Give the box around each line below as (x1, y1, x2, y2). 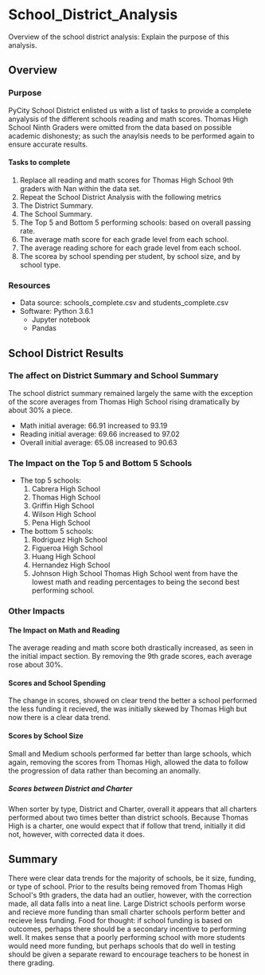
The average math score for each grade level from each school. (19, 234, 229, 244)
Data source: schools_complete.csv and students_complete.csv (19, 298, 229, 307)
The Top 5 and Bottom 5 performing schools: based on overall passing (19, 217, 251, 227)
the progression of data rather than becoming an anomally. (8, 766, 201, 775)
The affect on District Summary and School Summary (8, 370, 219, 382)
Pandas (31, 323, 57, 333)
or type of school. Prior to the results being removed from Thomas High (8, 882, 244, 891)
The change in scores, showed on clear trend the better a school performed (8, 695, 257, 706)
